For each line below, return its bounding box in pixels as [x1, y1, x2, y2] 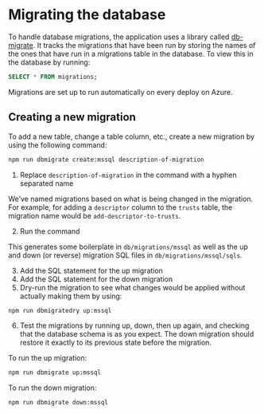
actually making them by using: [19, 291, 122, 301]
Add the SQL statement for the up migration [19, 266, 163, 275]
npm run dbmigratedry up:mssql [8, 306, 112, 314]
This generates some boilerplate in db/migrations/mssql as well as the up [8, 242, 249, 251]
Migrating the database [8, 6, 166, 24]
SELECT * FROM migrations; [8, 73, 98, 81]
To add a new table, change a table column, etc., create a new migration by [8, 132, 255, 141]
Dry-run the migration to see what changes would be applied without [19, 282, 246, 292]
